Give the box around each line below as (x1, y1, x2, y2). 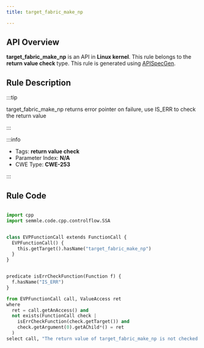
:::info (6, 136, 21, 143)
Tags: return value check (15, 148, 80, 155)
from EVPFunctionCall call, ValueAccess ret (6, 295, 122, 302)
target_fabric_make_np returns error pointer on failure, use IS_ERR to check (6, 105, 196, 113)
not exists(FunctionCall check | (12, 313, 97, 319)
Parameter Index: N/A (15, 154, 70, 162)
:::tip (6, 94, 18, 101)
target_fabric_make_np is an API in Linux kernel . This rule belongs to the (6, 53, 192, 61)
